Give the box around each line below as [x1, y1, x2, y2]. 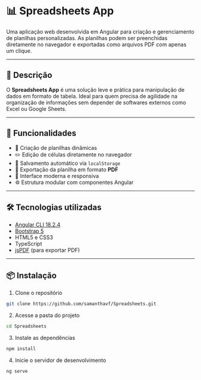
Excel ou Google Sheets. [6, 105, 67, 112]
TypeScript [14, 240, 42, 248]
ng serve [6, 368, 28, 374]
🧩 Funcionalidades [6, 128, 77, 138]
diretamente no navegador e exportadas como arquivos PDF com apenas [6, 41, 187, 48]
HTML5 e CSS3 [14, 234, 53, 241]
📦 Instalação [6, 270, 57, 281]
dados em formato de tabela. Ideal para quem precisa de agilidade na [6, 92, 178, 99]
